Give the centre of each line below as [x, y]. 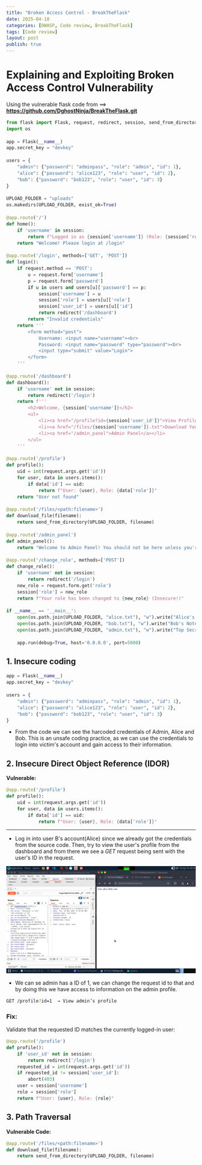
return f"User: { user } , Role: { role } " [66, 1098]
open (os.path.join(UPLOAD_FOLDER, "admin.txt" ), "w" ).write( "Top [101, 630]
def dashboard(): [28, 383]
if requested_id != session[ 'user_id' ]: [68, 1073]
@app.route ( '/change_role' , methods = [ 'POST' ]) [66, 560]
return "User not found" [48, 497]
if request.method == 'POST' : [55, 269]
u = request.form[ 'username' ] [66, 275]
